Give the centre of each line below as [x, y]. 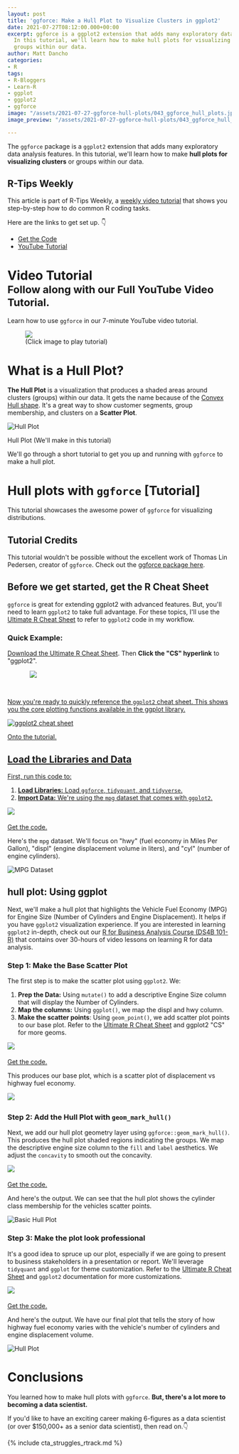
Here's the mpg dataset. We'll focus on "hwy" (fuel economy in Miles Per [113, 841]
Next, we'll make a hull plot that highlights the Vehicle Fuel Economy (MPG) [117, 909]
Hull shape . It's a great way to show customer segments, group [100, 405]
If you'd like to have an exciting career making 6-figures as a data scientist [117, 1418]
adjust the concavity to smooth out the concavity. [80, 1155]
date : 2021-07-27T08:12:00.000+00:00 [63, 27]
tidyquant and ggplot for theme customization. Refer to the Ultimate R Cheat [119, 1269]
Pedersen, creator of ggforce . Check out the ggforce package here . [106, 565]
